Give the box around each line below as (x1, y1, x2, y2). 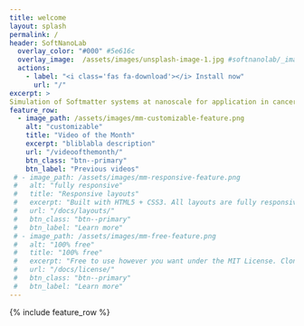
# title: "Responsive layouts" (13, 190, 140, 199)
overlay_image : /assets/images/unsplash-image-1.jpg (17, 55, 224, 64)
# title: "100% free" (13, 248, 103, 257)
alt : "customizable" (25, 123, 103, 132)
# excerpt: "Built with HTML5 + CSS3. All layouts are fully (13, 198, 257, 208)
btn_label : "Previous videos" (25, 164, 140, 173)
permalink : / (9, 30, 59, 39)
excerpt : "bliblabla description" (25, 139, 156, 148)
